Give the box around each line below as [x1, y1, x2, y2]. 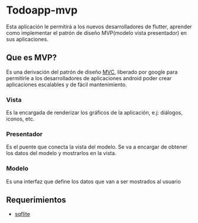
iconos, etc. [6, 116, 35, 123]
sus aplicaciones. [6, 35, 48, 42]
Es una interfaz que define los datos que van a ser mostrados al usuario [6, 178, 181, 185]
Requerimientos [6, 195, 66, 205]
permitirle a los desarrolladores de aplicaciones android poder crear [6, 74, 172, 81]
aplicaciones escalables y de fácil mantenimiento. [6, 81, 127, 88]
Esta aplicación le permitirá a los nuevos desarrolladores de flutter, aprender [6, 23, 192, 30]
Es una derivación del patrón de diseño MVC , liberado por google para [6, 68, 178, 76]
